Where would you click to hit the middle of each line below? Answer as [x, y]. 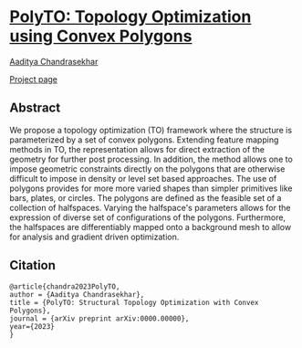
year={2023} [32, 326]
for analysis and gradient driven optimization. [94, 237]
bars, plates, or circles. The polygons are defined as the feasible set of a [146, 197]
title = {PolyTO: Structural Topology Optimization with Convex [134, 302]
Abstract [35, 108]
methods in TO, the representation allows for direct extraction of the [137, 149]
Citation [33, 265]
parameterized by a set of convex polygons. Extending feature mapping [144, 140]
